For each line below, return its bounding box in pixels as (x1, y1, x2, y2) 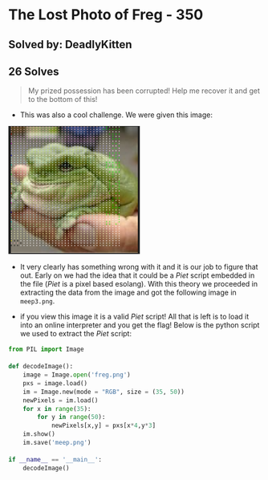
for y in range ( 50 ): (37, 413, 106, 421)
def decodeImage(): (8, 363, 74, 371)
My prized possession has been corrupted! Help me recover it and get (27, 86, 261, 96)
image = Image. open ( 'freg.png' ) (22, 371, 131, 379)
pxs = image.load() (22, 379, 88, 387)
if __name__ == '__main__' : (8, 455, 103, 463)
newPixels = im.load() (22, 396, 99, 405)
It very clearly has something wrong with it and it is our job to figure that (19, 262, 258, 272)
